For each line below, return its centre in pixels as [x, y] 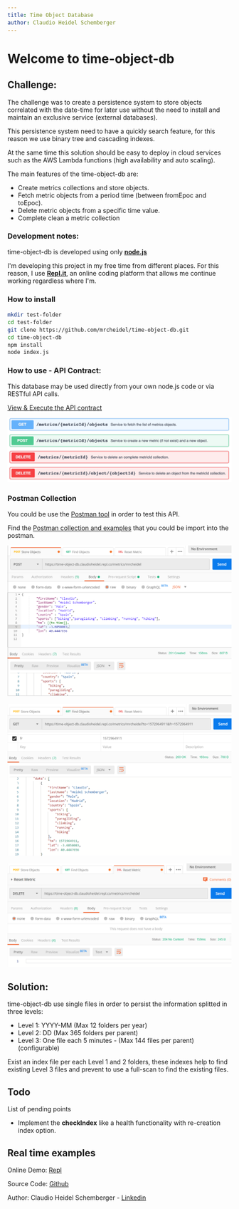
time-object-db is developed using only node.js [77, 251]
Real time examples [52, 1153]
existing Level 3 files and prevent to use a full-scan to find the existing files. [118, 1069]
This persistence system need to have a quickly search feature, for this [111, 131]
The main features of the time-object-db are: [73, 174]
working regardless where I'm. [52, 281]
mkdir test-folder [34, 315]
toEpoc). [30, 202]
